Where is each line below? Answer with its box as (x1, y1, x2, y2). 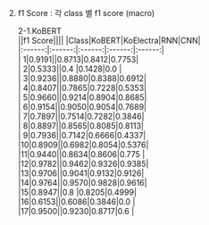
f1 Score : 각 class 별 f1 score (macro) (17, 8, 155, 18)
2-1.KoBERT (17, 26, 63, 36)
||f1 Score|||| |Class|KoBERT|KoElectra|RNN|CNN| (17, 35, 201, 46)
